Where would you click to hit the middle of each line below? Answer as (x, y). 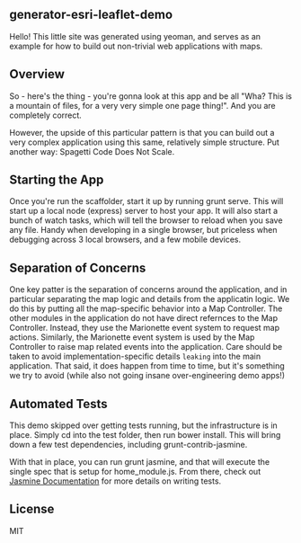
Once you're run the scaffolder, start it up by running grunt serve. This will (146, 201)
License (32, 509)
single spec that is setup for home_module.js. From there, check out (135, 472)
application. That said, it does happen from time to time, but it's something (147, 366)
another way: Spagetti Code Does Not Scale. (92, 151)
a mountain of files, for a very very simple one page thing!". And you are (142, 105)
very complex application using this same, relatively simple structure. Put (145, 142)
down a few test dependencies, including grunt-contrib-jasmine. (128, 445)
